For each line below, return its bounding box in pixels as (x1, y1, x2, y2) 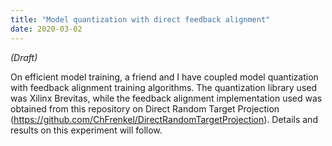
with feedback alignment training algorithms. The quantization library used (10, 81, 318, 93)
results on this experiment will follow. (10, 124, 163, 136)
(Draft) (10, 51, 38, 63)
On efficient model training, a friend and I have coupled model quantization (10, 71, 319, 83)
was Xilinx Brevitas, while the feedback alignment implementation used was (10, 92, 323, 104)
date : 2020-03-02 (10, 24, 83, 34)
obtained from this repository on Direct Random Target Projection (10, 102, 280, 115)
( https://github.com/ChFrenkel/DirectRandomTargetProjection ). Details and (10, 113, 318, 125)
